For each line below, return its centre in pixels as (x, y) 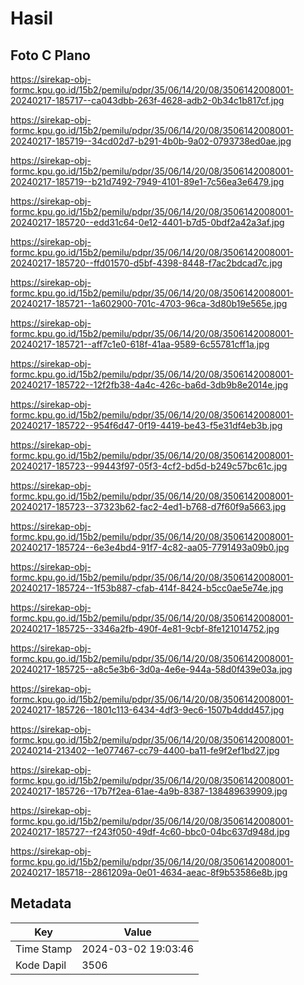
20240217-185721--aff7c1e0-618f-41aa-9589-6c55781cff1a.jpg (140, 344)
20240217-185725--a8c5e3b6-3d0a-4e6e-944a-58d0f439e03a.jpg (151, 669)
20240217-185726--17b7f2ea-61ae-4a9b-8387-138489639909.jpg (149, 791)
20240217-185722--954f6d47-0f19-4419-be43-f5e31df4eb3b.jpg (146, 425)
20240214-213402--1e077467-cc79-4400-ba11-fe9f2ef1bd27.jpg (145, 750)
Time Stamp (44, 949)
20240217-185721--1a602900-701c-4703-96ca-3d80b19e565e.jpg (149, 303)
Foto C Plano (50, 55)
